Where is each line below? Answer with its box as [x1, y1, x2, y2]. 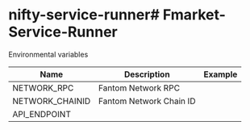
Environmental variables [8, 49, 89, 59]
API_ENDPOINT [12, 108, 71, 120]
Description [123, 69, 171, 80]
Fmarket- [162, 6, 226, 24]
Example [203, 69, 238, 80]
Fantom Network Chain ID [98, 95, 196, 107]
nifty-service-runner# [8, 6, 160, 24]
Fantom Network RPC [98, 82, 180, 94]
